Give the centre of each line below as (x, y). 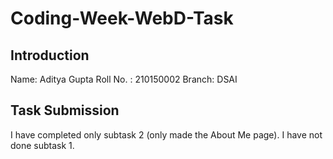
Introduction (50, 55)
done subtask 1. (42, 145)
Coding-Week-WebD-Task (122, 18)
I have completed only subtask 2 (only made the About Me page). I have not (166, 134)
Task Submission (65, 110)
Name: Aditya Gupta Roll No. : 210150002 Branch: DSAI (124, 79)
